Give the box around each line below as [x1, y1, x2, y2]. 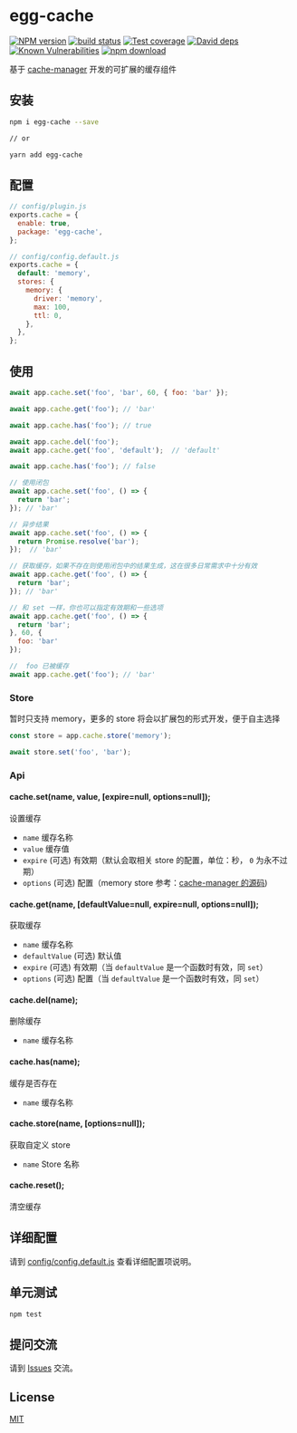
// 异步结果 [9, 520, 50, 529]
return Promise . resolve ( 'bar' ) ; [17, 536, 140, 546]
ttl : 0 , [33, 311, 63, 320]
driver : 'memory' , [33, 293, 103, 303]
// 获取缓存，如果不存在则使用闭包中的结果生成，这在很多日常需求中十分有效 [9, 562, 258, 571]
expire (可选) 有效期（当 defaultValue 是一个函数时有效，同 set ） [22, 962, 269, 973]
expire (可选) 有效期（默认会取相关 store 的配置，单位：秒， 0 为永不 [22, 854, 281, 865]
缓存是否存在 [9, 1077, 57, 1088]
